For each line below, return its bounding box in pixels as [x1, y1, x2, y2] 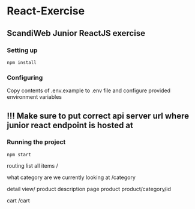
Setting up [7, 46, 38, 54]
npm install [7, 59, 37, 65]
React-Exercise [7, 4, 85, 18]
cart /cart [7, 196, 31, 204]
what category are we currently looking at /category [7, 174, 136, 181]
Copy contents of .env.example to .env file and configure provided [7, 87, 170, 94]
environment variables [7, 93, 62, 101]
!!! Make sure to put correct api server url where [7, 111, 190, 121]
